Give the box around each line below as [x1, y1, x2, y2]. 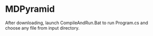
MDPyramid [5, 3, 55, 15]
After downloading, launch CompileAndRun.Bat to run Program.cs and [5, 20, 148, 26]
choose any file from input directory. [5, 25, 79, 31]
